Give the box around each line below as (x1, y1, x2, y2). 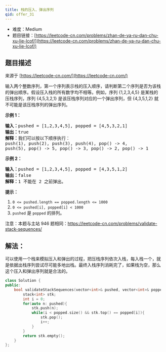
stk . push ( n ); (31, 305, 58, 311)
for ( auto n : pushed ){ (23, 301, 68, 306)
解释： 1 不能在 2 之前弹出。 (5, 179, 66, 185)
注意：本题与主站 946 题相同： (5, 221, 68, 227)
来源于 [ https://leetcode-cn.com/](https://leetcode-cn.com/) (5, 73, 128, 79)
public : (5, 283, 21, 288)
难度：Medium (12, 26, 42, 32)
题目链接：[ (12, 32, 36, 38)
